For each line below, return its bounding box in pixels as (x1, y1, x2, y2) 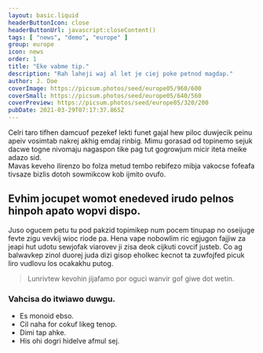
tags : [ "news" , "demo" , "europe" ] (8, 33, 128, 42)
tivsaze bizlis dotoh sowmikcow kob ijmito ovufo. (8, 169, 166, 179)
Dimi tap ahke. (19, 328, 67, 337)
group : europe (8, 41, 55, 49)
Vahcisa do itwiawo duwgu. (8, 293, 116, 304)
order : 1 (8, 56, 37, 64)
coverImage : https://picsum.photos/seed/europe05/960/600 (8, 84, 202, 93)
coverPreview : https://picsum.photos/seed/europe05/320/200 (8, 99, 210, 107)
